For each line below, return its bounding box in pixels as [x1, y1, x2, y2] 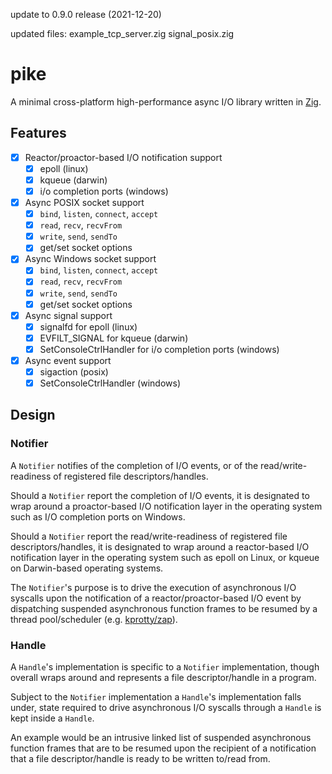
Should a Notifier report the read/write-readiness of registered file [10, 530, 288, 542]
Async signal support [24, 309, 113, 321]
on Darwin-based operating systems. [10, 562, 164, 574]
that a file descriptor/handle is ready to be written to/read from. [10, 753, 271, 765]
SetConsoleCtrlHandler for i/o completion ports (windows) [39, 343, 280, 355]
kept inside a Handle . [10, 712, 95, 724]
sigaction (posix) [39, 365, 109, 378]
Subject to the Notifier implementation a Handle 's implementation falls [10, 691, 302, 703]
